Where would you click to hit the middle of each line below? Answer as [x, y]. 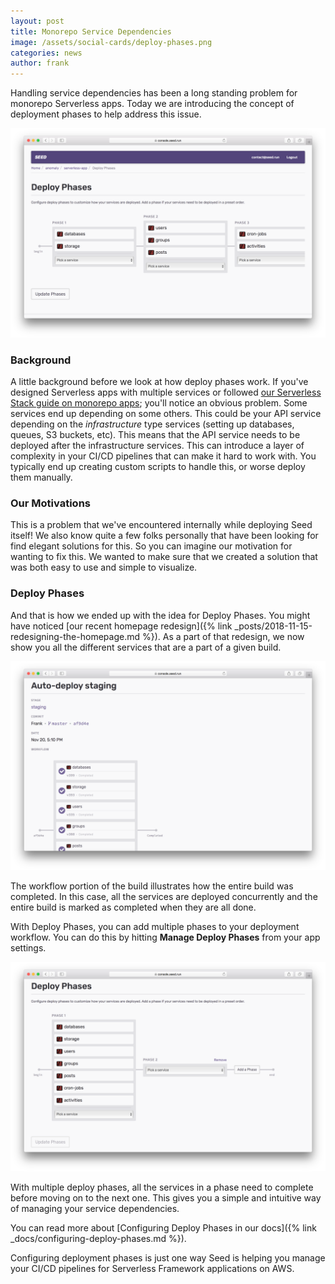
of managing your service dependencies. [95, 1209]
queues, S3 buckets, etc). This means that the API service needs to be [155, 435]
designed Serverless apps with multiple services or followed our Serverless [166, 392]
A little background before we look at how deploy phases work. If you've [159, 382]
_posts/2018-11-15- [273, 626]
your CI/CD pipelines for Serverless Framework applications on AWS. [152, 1269]
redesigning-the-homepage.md [75, 636]
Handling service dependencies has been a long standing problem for [154, 93]
